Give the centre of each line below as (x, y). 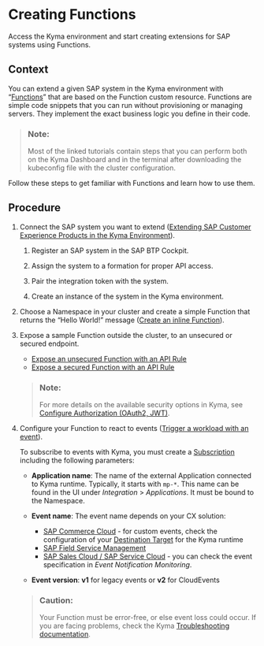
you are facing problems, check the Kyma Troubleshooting (134, 626)
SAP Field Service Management (95, 548)
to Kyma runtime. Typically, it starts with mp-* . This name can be (135, 484)
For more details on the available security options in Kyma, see (141, 405)
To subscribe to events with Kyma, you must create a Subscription (127, 452)
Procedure (35, 208)
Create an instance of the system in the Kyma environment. (128, 296)
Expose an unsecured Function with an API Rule (109, 358)
